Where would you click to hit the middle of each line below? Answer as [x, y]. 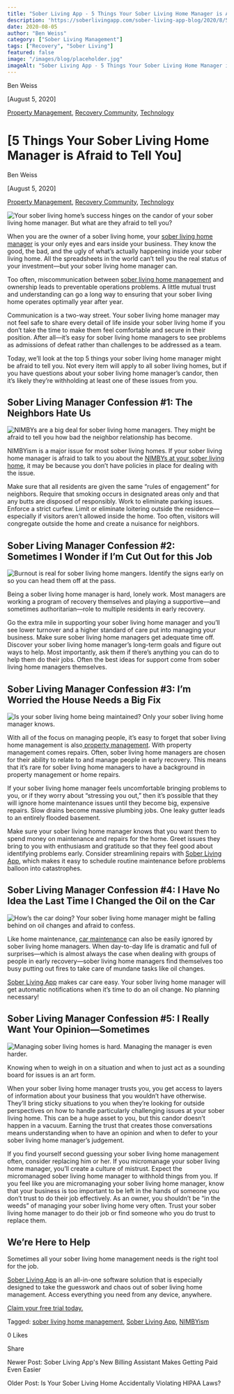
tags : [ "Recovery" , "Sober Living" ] [60, 46]
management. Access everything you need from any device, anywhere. [110, 1295]
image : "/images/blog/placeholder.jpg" [65, 59]
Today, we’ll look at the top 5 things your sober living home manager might [114, 358]
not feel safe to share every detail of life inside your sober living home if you [116, 322]
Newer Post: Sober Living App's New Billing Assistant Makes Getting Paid [112, 1362]
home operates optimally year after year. [65, 301]
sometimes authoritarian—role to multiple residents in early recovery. [106, 609]
